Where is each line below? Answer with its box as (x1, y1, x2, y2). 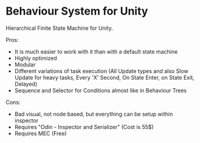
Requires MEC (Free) (14, 130, 67, 137)
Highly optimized (14, 54, 57, 61)
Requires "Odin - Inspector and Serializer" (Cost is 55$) (14, 123, 154, 130)
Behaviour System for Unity (5, 4, 148, 18)
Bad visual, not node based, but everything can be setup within (14, 110, 173, 117)
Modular (14, 61, 36, 68)
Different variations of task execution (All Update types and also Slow (14, 67, 189, 74)
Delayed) (14, 80, 38, 88)
